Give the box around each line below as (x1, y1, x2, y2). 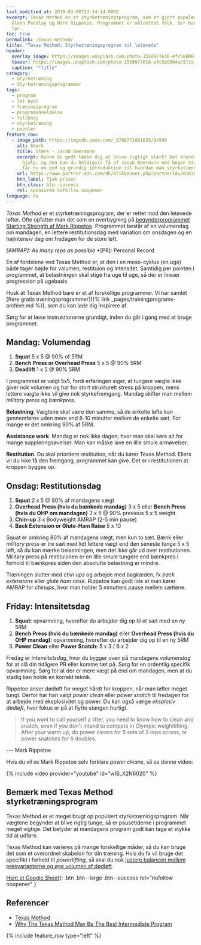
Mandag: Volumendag (6, 337, 91, 347)
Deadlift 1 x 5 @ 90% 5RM (14, 366, 81, 373)
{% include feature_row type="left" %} (6, 932, 102, 939)
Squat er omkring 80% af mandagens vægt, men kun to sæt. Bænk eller (6, 534, 184, 541)
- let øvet (11, 98, 39, 104)
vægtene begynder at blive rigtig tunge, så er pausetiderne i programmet (6, 819, 187, 826)
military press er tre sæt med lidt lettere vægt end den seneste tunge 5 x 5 (6, 540, 190, 548)
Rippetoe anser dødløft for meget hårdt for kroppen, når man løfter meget (6, 685, 187, 692)
